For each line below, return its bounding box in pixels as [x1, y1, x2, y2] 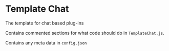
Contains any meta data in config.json [5, 39, 87, 46]
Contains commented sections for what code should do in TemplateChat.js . [5, 30, 165, 36]
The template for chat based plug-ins [5, 20, 84, 26]
